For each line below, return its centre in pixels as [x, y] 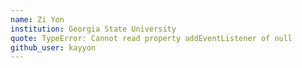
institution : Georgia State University [93, 29]
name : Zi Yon [37, 19]
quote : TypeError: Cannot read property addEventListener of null [151, 38]
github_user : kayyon [53, 47]
